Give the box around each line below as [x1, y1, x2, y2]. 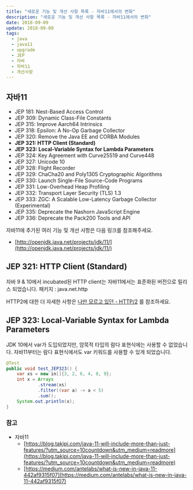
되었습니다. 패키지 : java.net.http [12, 285, 88, 292]
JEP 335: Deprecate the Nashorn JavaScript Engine [14, 208, 140, 216]
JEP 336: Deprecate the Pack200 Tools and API [14, 214, 131, 221]
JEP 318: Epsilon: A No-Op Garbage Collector [14, 127, 125, 134]
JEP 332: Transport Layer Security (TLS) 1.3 [14, 190, 122, 197]
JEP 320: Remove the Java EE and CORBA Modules [14, 133, 140, 140]
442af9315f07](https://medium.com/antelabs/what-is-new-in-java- [23, 471, 187, 478]
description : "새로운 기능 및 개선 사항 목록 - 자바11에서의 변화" [6, 14, 152, 20]
